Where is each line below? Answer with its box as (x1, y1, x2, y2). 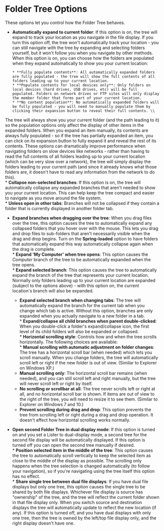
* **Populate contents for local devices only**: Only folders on (12, 82, 151, 88)
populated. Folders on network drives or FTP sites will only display (12, 91, 160, 96)
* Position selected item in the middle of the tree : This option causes (12, 447, 153, 453)
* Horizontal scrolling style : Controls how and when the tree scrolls (19, 334, 157, 339)
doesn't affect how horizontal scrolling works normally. (19, 417, 131, 423)
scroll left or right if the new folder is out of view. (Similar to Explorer (19, 360, 157, 365)
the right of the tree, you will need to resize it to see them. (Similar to (19, 396, 158, 402)
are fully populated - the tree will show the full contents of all (12, 74, 155, 79)
